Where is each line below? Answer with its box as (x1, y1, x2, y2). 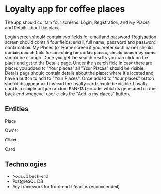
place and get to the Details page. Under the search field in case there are (5, 60, 153, 66)
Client (5, 137, 17, 142)
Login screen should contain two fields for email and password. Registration (5, 34, 157, 40)
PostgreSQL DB (12, 178, 44, 184)
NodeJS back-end (12, 173, 49, 179)
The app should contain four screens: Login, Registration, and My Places (5, 19, 150, 25)
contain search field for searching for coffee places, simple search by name (5, 50, 156, 55)
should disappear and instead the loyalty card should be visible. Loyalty (5, 80, 148, 86)
